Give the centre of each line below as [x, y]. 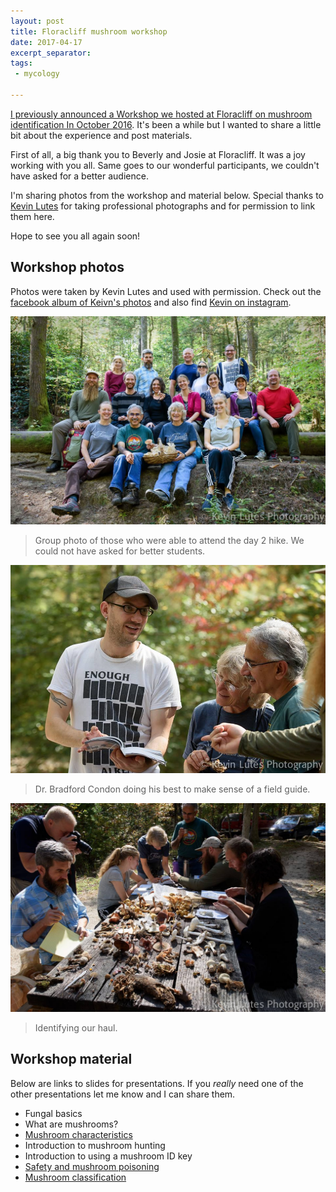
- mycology [37, 74]
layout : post [37, 21]
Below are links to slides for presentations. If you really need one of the [157, 1083]
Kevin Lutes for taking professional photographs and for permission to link [163, 206]
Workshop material [71, 1059]
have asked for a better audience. [79, 176]
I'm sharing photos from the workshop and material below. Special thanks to [167, 195]
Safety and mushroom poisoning [92, 1166]
